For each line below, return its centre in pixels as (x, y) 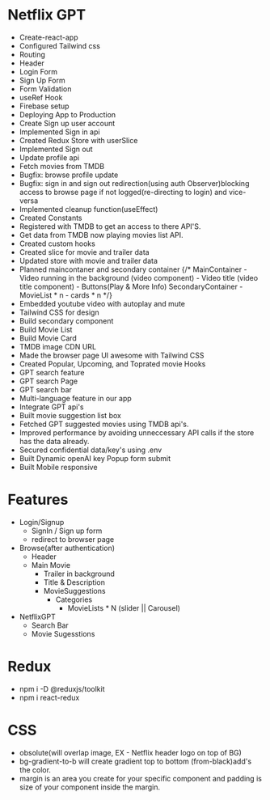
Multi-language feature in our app (76, 398)
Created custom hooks (57, 243)
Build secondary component (66, 320)
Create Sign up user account (67, 123)
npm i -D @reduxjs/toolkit (62, 688)
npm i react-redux (49, 697)
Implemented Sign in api (59, 132)
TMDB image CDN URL (58, 346)
